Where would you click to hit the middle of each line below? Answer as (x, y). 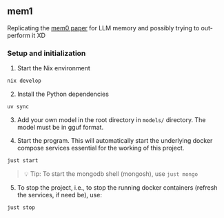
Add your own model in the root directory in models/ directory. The (111, 119)
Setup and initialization (47, 53)
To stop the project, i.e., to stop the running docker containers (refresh (117, 187)
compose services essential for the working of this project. (101, 148)
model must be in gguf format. (60, 127)
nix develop (24, 81)
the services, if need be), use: (59, 195)
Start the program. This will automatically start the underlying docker (115, 140)
